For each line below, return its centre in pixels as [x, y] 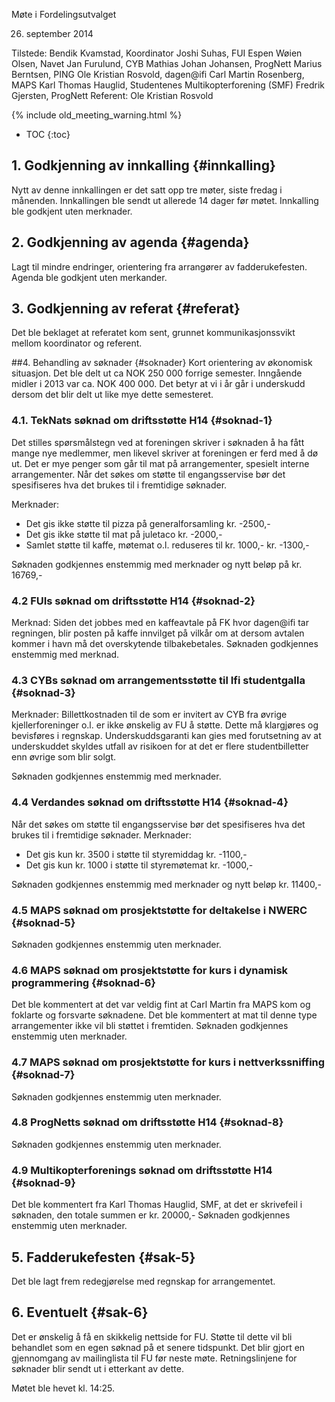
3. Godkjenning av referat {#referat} [126, 309]
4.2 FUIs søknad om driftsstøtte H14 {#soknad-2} [133, 601]
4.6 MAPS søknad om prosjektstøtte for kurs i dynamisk [150, 970]
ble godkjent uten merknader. [72, 211]
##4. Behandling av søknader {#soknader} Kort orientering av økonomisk [162, 363]
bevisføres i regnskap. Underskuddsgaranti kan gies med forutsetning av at [166, 736]
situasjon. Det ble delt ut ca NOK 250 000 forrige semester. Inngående [157, 373]
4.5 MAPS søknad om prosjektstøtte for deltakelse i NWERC [159, 910]
